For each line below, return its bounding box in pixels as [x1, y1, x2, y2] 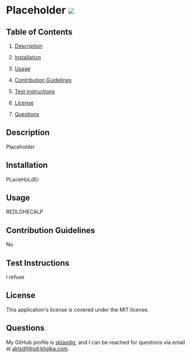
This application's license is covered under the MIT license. [6, 306, 149, 313]
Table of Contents [6, 27, 73, 37]
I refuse [6, 273, 25, 281]
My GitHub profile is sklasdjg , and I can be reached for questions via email [6, 339, 185, 346]
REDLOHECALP [6, 208, 44, 215]
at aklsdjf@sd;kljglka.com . [6, 345, 70, 352]
